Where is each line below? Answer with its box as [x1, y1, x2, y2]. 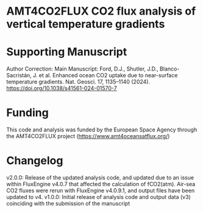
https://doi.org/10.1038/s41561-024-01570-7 [6, 85, 117, 92]
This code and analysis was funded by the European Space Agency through [6, 126, 198, 133]
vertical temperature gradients [6, 17, 165, 31]
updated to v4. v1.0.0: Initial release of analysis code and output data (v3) [6, 194, 191, 200]
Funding [6, 106, 49, 120]
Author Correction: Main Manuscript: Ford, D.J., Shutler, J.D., [6, 65, 158, 72]
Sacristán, [6, 72, 32, 79]
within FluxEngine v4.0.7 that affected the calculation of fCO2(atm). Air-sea [6, 181, 196, 187]
